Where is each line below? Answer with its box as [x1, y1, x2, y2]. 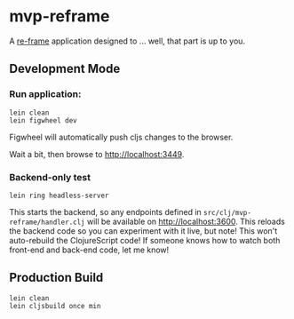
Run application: [9, 88, 82, 100]
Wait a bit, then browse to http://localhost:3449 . [9, 148, 185, 159]
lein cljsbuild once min [9, 301, 101, 310]
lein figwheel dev [9, 116, 77, 125]
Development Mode [9, 61, 121, 76]
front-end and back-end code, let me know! [9, 244, 170, 255]
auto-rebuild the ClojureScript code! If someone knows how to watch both [9, 235, 281, 245]
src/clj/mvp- [203, 208, 251, 217]
